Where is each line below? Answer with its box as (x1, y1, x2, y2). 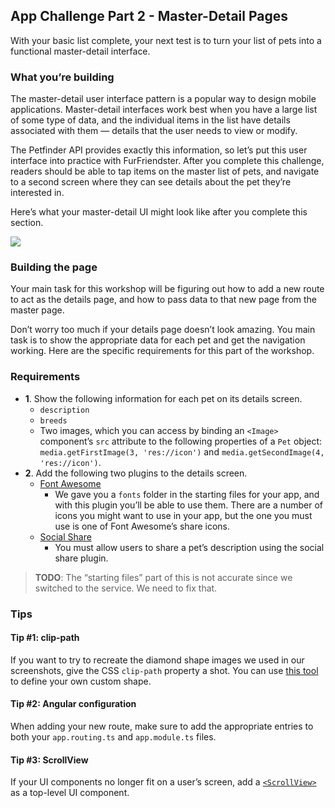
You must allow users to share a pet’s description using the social (54, 541, 325, 553)
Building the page (10, 260, 98, 274)
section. (10, 217, 44, 229)
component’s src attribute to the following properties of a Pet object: (39, 435, 323, 447)
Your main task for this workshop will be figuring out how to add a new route (10, 283, 325, 295)
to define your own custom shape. (10, 675, 152, 687)
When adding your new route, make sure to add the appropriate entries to (10, 720, 314, 733)
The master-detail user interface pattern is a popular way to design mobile (10, 93, 317, 105)
